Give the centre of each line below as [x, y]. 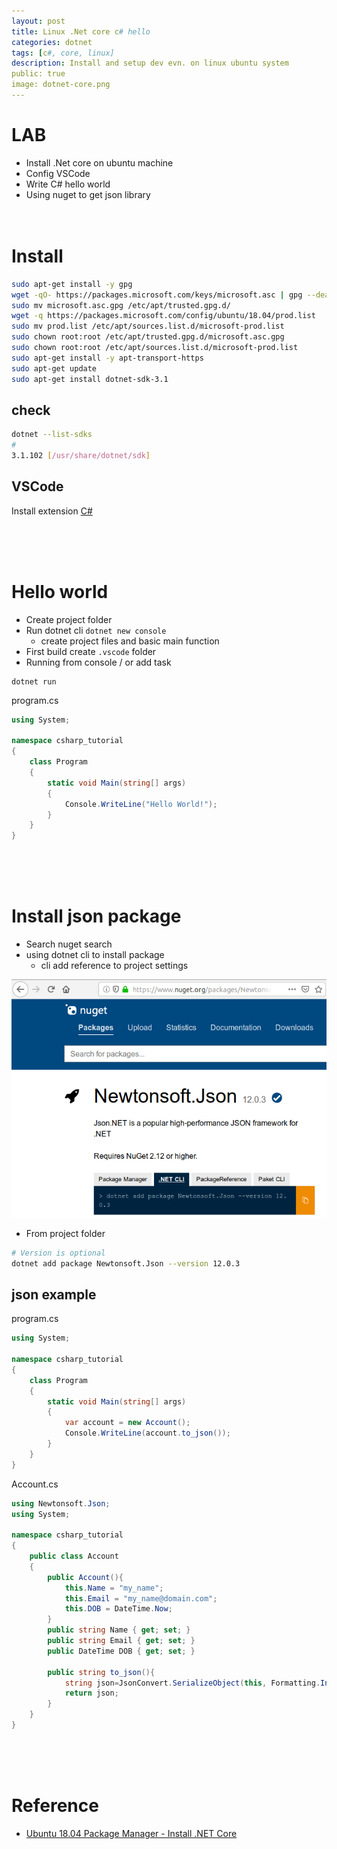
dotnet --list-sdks [52, 435]
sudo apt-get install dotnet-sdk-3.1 [90, 379]
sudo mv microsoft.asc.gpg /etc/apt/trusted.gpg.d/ [121, 305]
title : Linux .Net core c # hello [81, 31]
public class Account [74, 1556]
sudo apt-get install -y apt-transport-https [107, 358]
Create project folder [69, 619]
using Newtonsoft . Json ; [61, 1503]
